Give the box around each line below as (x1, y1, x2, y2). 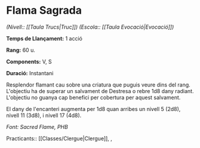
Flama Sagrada (6, 4, 82, 17)
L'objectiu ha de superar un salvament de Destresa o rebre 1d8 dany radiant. (6, 87, 194, 94)
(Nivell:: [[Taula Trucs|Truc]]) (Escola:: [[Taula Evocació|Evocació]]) (6, 23, 174, 30)
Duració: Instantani (6, 69, 54, 76)
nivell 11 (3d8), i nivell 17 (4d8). (6, 112, 82, 119)
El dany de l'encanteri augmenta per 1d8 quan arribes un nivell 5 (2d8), (6, 105, 181, 112)
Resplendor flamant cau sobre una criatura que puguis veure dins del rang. (6, 81, 191, 88)
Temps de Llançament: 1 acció (6, 35, 82, 42)
